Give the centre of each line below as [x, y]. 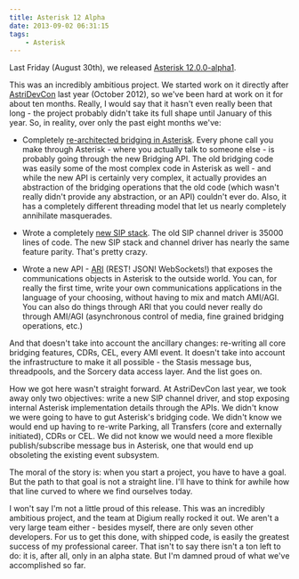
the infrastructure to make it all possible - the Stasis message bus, [130, 363]
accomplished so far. [48, 566]
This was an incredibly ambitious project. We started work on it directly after [149, 85]
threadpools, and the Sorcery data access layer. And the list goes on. [136, 371]
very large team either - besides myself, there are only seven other [131, 527]
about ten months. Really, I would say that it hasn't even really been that [141, 104]
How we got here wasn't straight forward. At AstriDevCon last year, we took [148, 389]
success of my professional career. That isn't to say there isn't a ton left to [145, 546]
